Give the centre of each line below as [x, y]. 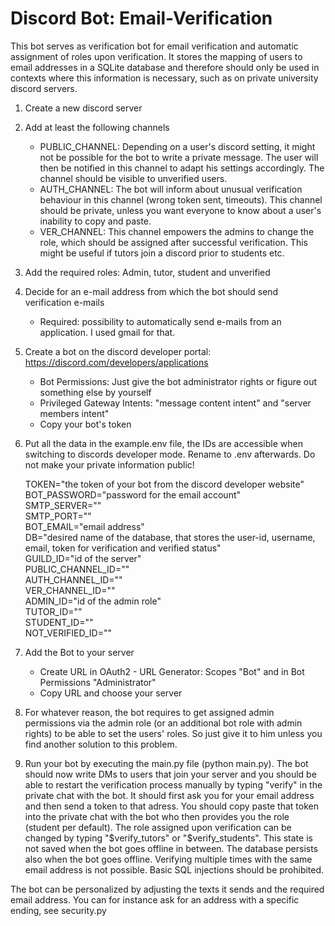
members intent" [74, 413]
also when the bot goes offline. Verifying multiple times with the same [168, 859]
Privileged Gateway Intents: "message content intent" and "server [175, 403]
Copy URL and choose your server [111, 693]
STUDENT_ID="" [59, 622]
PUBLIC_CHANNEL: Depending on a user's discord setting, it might [177, 146]
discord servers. [44, 88]
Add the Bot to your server [79, 652]
